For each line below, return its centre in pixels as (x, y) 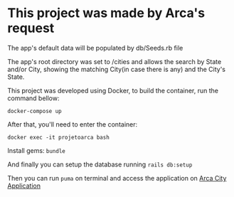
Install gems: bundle (36, 150)
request (31, 28)
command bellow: (33, 98)
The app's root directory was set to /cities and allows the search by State (115, 61)
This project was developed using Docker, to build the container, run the (113, 90)
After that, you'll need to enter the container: (73, 124)
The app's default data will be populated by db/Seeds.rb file (95, 48)
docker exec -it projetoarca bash (59, 137)
